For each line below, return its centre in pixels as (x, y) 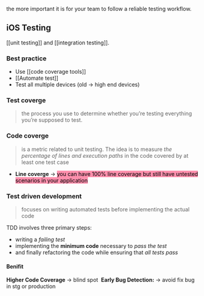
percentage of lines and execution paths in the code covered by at (105, 155)
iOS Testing (29, 28)
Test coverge (26, 100)
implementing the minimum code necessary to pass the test (91, 246)
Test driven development (44, 196)
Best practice (26, 58)
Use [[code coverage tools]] (51, 72)
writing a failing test (40, 239)
